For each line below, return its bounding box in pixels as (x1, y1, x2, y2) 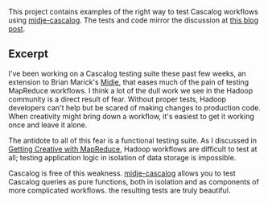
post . (8, 24, 26, 33)
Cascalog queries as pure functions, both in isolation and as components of (8, 176, 259, 186)
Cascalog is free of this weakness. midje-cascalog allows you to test (8, 168, 236, 178)
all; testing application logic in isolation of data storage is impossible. (8, 152, 237, 162)
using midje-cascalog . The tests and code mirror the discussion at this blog (8, 15, 259, 25)
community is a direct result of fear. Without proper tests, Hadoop (8, 94, 227, 104)
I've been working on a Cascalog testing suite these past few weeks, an (8, 68, 247, 78)
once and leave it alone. (8, 120, 88, 130)
